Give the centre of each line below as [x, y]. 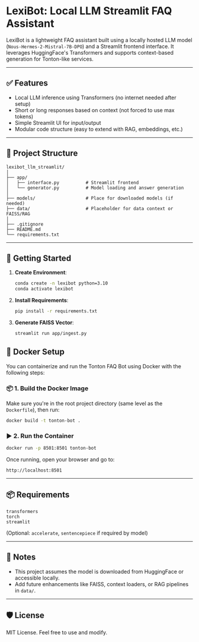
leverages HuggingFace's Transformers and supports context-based [90, 52]
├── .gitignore [25, 224]
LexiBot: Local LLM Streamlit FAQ [89, 11]
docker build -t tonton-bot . [44, 420]
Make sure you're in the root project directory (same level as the [84, 403]
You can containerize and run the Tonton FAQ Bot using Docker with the [94, 366]
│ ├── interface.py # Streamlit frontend [73, 182]
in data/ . [25, 590]
